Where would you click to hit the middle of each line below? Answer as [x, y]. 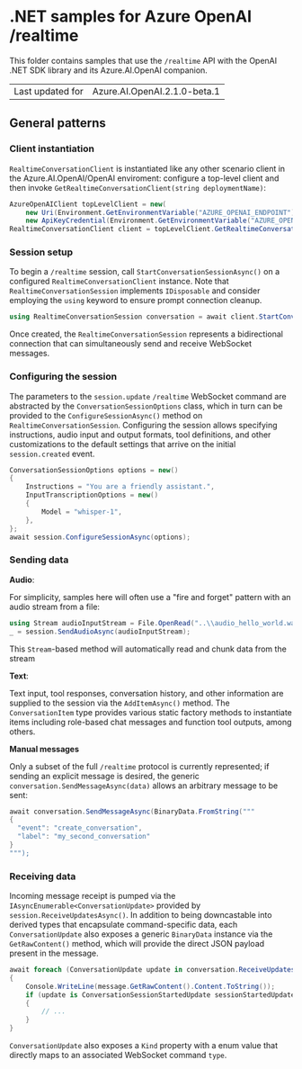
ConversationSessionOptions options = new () [94, 470]
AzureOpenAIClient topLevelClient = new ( [88, 204]
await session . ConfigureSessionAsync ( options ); [100, 537]
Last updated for [49, 91]
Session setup [41, 252]
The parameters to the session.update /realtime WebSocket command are [148, 396]
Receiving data [43, 876]
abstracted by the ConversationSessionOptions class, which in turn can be [146, 406]
